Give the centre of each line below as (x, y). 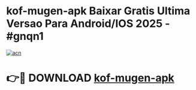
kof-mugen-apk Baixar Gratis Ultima (98, 11)
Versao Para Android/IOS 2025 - (88, 24)
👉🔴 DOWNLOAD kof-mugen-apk (91, 78)
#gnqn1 (25, 36)
